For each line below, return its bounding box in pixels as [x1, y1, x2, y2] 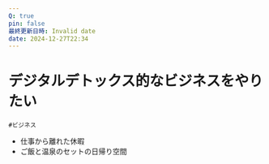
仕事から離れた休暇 [19, 136, 85, 146]
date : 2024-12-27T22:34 [8, 34, 89, 43]
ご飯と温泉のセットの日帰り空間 [19, 147, 127, 157]
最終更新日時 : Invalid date [8, 27, 96, 35]
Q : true [8, 11, 35, 20]
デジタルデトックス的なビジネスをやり [8, 72, 263, 90]
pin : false [8, 19, 45, 28]
